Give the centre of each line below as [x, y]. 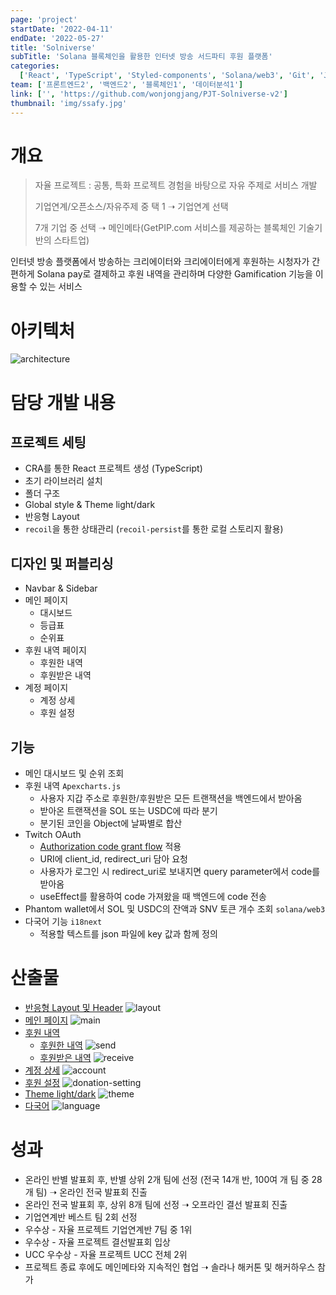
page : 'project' [44, 19]
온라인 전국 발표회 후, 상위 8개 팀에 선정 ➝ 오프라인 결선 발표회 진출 [156, 1204]
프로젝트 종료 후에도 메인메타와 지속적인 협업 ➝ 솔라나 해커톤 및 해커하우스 [170, 1267]
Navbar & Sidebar [61, 588]
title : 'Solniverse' [53, 47]
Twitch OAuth [53, 834]
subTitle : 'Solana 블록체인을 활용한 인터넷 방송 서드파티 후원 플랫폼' [141, 57]
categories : [35, 66]
